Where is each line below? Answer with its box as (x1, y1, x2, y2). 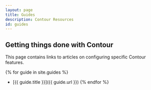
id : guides (5, 21, 28, 27)
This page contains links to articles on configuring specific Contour (5, 54, 146, 60)
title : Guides (5, 12, 36, 17)
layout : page (5, 7, 33, 13)
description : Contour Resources (5, 17, 74, 22)
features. (5, 59, 24, 66)
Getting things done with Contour (5, 40, 113, 49)
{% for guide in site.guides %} (5, 69, 69, 75)
